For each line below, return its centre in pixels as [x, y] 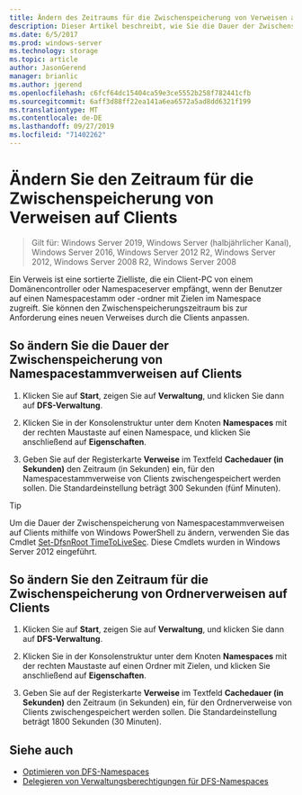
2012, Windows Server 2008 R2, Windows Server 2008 [133, 261]
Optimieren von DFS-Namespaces [86, 772]
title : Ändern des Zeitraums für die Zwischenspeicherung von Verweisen [148, 18]
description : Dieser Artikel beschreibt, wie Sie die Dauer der [132, 26]
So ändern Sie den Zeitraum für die [109, 580]
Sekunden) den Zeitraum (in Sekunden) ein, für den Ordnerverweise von [157, 702]
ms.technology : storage [54, 51]
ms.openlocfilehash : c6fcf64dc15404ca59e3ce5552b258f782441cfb [130, 93]
